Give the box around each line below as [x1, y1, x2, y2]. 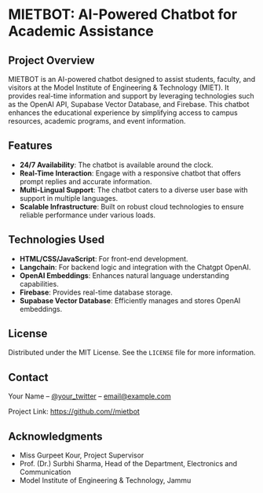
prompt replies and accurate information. [19, 176, 152, 186]
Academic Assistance [8, 22, 155, 40]
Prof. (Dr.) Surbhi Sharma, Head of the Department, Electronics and [19, 459, 238, 469]
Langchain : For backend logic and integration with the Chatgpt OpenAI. [19, 262, 251, 272]
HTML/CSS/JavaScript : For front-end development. [19, 254, 188, 263]
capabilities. [19, 279, 59, 288]
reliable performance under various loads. [19, 210, 155, 220]
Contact [8, 370, 49, 384]
